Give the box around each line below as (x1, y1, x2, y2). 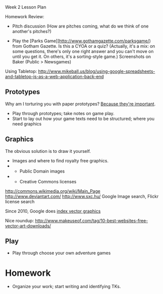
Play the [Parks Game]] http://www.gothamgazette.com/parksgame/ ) (12, 38, 151, 44)
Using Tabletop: (5, 68, 37, 74)
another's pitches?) (12, 29, 52, 34)
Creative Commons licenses (19, 178, 77, 184)
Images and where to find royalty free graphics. (12, 157, 109, 164)
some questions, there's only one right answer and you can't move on (12, 49, 154, 54)
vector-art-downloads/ (5, 223, 52, 229)
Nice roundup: (5, 217, 34, 223)
